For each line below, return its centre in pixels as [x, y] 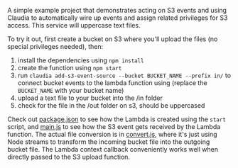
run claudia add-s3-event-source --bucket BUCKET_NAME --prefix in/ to [124, 75]
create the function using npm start [70, 68]
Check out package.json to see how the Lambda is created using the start [117, 119]
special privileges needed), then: [55, 46]
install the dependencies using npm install [81, 60]
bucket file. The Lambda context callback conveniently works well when [113, 149]
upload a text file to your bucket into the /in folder [90, 98]
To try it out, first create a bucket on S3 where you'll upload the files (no [113, 39]
